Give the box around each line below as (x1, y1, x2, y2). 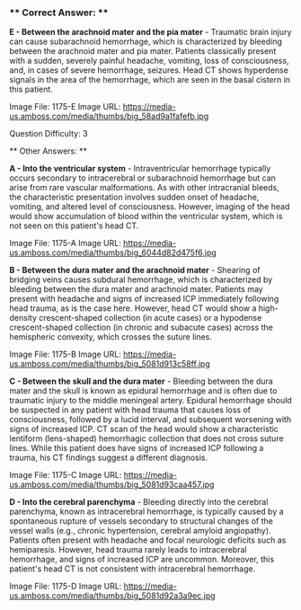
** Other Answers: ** (9, 146, 88, 156)
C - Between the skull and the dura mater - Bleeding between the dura (9, 376, 274, 387)
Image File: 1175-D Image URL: (9, 581, 122, 592)
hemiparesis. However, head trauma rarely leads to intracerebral (9, 544, 247, 555)
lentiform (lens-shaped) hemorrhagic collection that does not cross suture (9, 433, 285, 444)
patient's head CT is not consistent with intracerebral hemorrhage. (9, 563, 256, 574)
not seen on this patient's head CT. (9, 220, 139, 231)
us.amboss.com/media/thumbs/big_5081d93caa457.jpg (9, 479, 215, 491)
